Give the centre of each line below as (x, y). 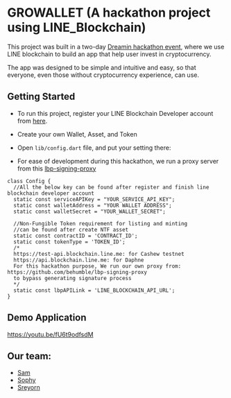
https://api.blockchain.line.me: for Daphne (79, 260)
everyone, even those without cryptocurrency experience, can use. (103, 75)
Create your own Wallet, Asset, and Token (77, 134)
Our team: (29, 356)
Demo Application (47, 318)
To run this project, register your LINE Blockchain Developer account (115, 113)
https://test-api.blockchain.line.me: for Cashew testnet (99, 254)
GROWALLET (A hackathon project (109, 13)
